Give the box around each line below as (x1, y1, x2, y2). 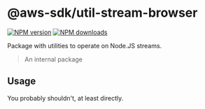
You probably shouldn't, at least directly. (7, 94, 124, 102)
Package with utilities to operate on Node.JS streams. (7, 41, 162, 50)
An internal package (24, 54, 83, 64)
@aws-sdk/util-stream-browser (7, 5, 198, 21)
